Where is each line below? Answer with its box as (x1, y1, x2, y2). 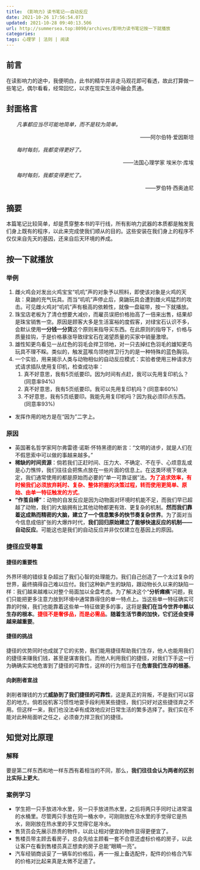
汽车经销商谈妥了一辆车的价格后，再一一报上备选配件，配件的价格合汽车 (14, 850, 192, 857)
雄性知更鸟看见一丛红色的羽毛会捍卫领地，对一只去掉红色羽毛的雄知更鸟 (14, 341, 192, 348)
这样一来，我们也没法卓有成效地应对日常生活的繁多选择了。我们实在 (21, 706, 189, 713)
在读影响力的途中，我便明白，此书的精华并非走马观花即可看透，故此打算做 (6, 77, 189, 84)
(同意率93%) (23, 401, 55, 408)
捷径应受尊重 (6, 543, 43, 551)
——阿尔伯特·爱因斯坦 (139, 133, 194, 140)
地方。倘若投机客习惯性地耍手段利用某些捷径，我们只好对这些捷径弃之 (16, 698, 189, 705)
